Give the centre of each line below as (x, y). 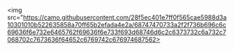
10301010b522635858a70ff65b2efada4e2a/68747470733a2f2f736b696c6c (117, 25)
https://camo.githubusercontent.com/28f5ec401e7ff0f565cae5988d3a (125, 17)
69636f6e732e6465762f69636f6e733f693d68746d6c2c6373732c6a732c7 (117, 32)
